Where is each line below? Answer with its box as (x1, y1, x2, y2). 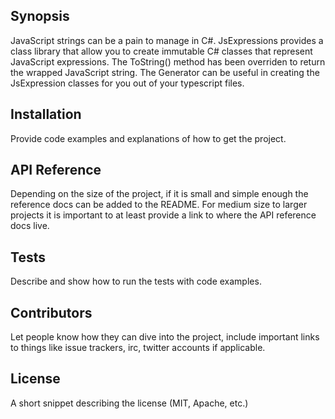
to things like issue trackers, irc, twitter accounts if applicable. (10, 342, 266, 354)
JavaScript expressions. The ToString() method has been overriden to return (10, 55, 326, 68)
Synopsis (10, 8, 70, 25)
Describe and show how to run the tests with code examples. (10, 275, 262, 288)
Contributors (10, 304, 93, 321)
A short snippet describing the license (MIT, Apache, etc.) (10, 397, 249, 409)
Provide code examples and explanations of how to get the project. (10, 132, 287, 144)
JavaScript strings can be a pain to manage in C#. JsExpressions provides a (10, 34, 324, 46)
